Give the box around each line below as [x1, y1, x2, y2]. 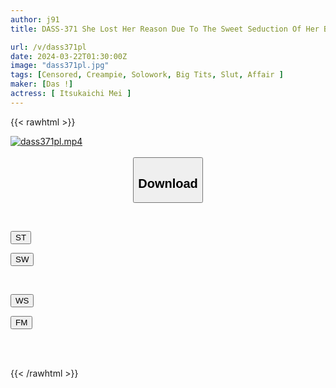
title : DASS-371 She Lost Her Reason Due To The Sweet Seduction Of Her [10, 24, 320, 34]
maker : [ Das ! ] [10, 79, 74, 90]
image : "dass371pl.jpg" [10, 61, 110, 71]
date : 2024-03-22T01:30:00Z [10, 51, 128, 61]
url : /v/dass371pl [10, 42, 87, 52]
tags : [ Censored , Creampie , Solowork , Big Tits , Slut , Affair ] [10, 70, 284, 80]
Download [138, 176, 198, 191]
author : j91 [10, 14, 60, 25]
